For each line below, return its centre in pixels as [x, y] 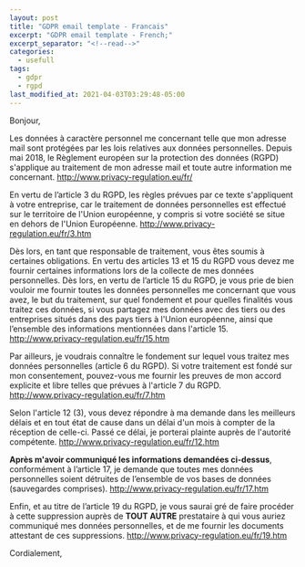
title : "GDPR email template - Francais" [89, 26]
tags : [20, 69]
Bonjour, [25, 121]
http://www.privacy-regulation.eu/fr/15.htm [90, 338]
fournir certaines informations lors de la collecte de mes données [132, 270]
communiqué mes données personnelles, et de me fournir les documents [147, 525]
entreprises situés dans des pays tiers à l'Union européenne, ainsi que [141, 319]
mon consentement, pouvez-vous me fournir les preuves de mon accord [146, 375]
